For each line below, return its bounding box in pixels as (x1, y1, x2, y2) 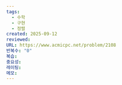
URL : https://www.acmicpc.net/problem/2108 (6, 42, 117, 48)
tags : (6, 8, 20, 15)
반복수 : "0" (6, 48, 32, 54)
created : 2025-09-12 (6, 31, 58, 37)
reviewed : (6, 37, 31, 42)
